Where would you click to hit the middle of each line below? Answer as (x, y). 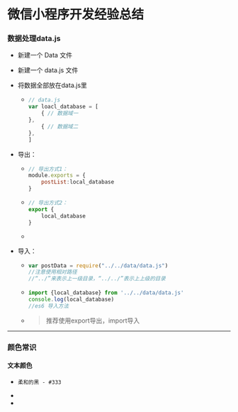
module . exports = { (57, 176)
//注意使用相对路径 (53, 272)
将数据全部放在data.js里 (52, 85)
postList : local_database (78, 182)
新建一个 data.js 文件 (48, 70)
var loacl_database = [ (63, 107)
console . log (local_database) (71, 300)
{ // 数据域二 (60, 126)
